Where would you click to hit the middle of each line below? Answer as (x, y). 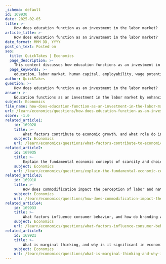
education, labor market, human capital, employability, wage (79, 74)
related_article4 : (24, 203)
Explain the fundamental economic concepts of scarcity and (86, 161)
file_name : (16, 106)
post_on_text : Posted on (31, 47)
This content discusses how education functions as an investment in (87, 65)
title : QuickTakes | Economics (42, 56)
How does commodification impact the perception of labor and (88, 189)
